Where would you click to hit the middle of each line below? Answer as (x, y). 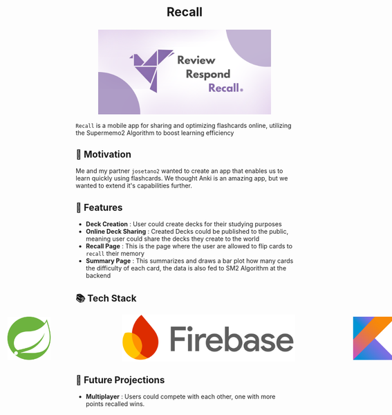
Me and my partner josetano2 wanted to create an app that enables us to (179, 171)
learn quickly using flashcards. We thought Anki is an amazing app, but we (182, 178)
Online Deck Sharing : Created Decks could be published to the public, (187, 232)
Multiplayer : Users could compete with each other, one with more (180, 397)
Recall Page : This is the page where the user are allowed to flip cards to (189, 246)
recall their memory (115, 254)
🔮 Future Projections (120, 380)
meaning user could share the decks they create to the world (172, 239)
